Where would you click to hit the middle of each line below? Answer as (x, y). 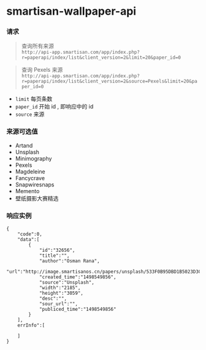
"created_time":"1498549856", (78, 277)
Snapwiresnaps (35, 185)
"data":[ (29, 240)
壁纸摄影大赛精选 (37, 198)
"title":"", (54, 256)
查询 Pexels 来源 (42, 70)
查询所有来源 (37, 46)
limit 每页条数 (34, 99)
